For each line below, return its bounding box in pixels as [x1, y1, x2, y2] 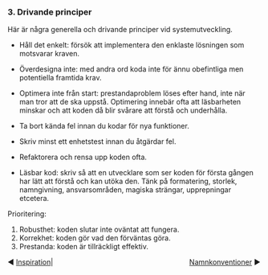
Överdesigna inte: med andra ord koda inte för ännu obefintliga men [18, 64, 244, 74]
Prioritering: [7, 209, 47, 219]
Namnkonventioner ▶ [189, 257, 261, 267]
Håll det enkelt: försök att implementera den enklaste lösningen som [18, 40, 245, 50]
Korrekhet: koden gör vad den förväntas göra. [18, 233, 171, 243]
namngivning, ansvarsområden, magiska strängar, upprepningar [18, 185, 232, 195]
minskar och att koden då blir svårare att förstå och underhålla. [18, 105, 228, 115]
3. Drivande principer [7, 6, 92, 18]
